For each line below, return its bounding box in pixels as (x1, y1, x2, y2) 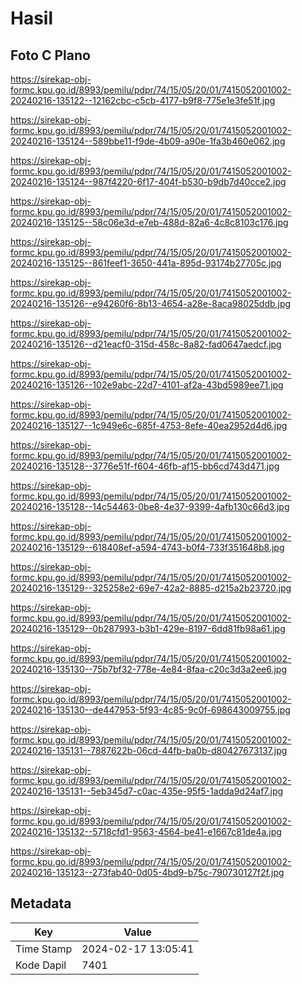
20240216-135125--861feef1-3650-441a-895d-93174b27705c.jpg (10, 257, 282, 269)
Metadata (10, 895, 72, 912)
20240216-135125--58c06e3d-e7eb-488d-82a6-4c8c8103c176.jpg (10, 217, 289, 228)
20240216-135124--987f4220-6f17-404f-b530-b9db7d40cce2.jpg (10, 176, 287, 187)
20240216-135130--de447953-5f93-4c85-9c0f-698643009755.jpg (10, 704, 291, 716)
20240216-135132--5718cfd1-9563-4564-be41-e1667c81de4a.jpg (10, 826, 282, 837)
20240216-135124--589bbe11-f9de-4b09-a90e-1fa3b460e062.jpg (10, 135, 286, 147)
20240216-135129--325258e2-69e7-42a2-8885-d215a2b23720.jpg (10, 582, 292, 594)
